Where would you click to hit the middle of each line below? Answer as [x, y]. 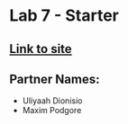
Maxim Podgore [52, 111]
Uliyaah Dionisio [52, 101]
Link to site [41, 49]
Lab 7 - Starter [64, 16]
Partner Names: [55, 79]
